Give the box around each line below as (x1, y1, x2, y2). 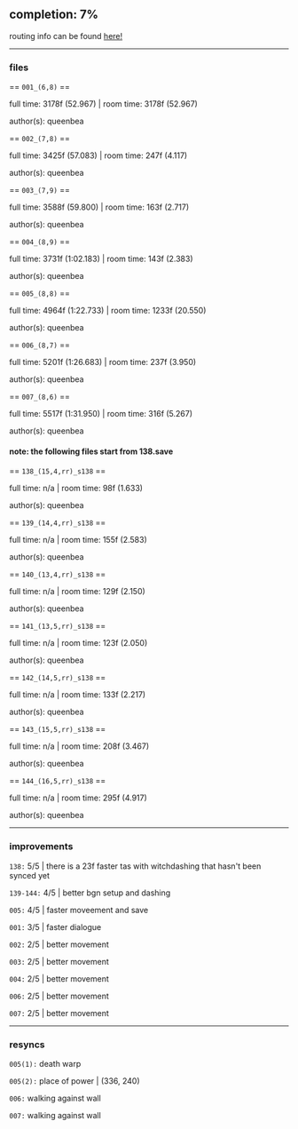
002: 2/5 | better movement (9, 939, 109, 950)
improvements (9, 840, 74, 853)
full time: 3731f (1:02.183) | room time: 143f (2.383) (9, 253, 193, 265)
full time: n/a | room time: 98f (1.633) (9, 483, 144, 494)
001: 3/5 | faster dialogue (9, 921, 102, 932)
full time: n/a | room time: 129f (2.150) (9, 586, 146, 597)
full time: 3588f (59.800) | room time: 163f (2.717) (9, 202, 190, 212)
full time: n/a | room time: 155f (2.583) (9, 535, 148, 545)
